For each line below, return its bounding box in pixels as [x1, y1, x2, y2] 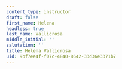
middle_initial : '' [6, 37, 55, 43]
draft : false [6, 14, 39, 20]
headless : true [6, 25, 44, 32]
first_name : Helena [6, 20, 55, 26]
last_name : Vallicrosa [6, 31, 63, 37]
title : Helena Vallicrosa [6, 48, 71, 54]
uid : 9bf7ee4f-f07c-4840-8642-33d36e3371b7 [6, 53, 117, 59]
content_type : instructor [6, 8, 71, 15]
